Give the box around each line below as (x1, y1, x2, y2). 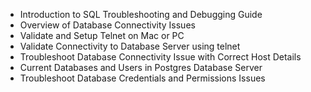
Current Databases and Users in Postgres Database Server (19, 62, 263, 73)
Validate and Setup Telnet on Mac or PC (19, 30, 185, 41)
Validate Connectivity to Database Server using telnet (19, 40, 241, 52)
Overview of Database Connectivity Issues (19, 19, 196, 31)
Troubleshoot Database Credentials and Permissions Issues (19, 72, 266, 84)
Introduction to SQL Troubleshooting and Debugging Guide (19, 9, 263, 20)
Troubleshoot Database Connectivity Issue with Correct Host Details (19, 51, 302, 63)
